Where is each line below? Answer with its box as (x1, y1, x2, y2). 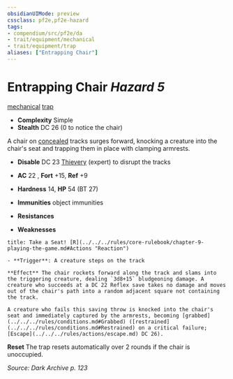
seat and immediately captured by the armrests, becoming (7, 312, 179, 319)
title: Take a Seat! (7, 239, 68, 246)
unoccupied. (7, 350, 43, 358)
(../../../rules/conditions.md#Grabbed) (7, 318, 127, 325)
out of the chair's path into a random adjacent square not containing (7, 288, 220, 295)
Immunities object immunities (17, 198, 103, 207)
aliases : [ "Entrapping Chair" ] (7, 50, 98, 57)
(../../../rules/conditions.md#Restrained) (7, 324, 136, 332)
